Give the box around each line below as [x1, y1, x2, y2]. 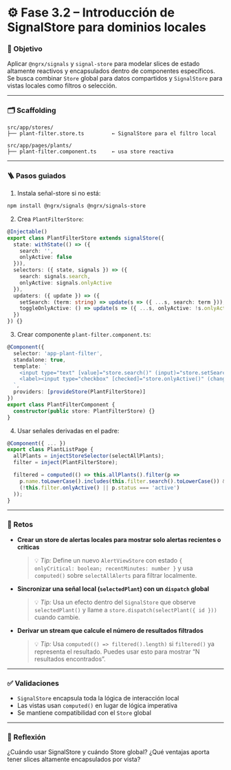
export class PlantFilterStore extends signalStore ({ [7, 234, 165, 242]
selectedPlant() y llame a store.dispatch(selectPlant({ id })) [34, 605, 218, 614]
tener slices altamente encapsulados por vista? [7, 756, 141, 764]
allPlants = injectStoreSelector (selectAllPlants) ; [13, 452, 165, 459]
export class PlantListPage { [7, 446, 94, 453]
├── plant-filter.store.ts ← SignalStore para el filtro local [7, 129, 217, 137]
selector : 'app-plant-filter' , [13, 350, 103, 357]
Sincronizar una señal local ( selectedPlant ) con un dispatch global [16, 584, 210, 593]
